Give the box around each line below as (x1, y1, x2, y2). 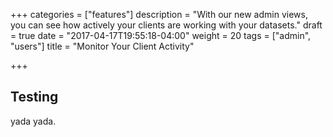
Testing (10, 89, 59, 106)
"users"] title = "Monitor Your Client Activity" (10, 40, 195, 52)
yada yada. (10, 115, 57, 127)
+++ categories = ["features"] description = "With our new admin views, (10, 9, 308, 20)
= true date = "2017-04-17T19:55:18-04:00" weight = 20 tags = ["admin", (10, 30, 312, 41)
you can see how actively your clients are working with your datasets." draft (10, 19, 323, 31)
